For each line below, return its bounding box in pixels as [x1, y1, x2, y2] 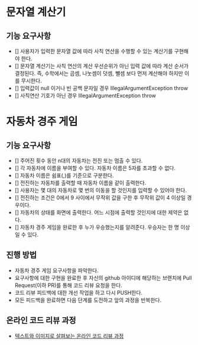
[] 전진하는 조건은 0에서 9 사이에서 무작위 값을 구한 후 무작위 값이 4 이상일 [14, 194, 186, 201]
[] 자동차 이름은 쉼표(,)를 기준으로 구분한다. [14, 172, 114, 179]
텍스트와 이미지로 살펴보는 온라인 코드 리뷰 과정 [14, 332, 124, 339]
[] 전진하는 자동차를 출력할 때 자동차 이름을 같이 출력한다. [14, 179, 147, 186]
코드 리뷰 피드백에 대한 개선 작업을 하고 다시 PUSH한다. [14, 289, 143, 296]
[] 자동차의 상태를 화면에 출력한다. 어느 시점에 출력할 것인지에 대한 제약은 [14, 209, 183, 216]
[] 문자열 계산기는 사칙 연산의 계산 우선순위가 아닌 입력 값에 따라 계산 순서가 [14, 63, 189, 69]
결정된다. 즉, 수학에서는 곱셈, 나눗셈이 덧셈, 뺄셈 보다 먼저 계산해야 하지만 [14, 70, 183, 77]
